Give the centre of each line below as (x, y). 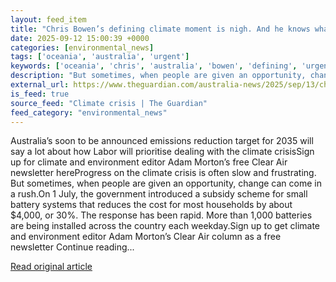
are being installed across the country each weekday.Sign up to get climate (165, 226)
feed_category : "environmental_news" (89, 112)
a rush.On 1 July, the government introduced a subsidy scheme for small (159, 194)
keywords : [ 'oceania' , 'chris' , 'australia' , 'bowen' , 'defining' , (154, 66)
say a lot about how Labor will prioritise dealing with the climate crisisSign (162, 152)
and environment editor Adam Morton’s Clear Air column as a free (146, 237)
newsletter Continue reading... (72, 247)
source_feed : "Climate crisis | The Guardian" (109, 103)
